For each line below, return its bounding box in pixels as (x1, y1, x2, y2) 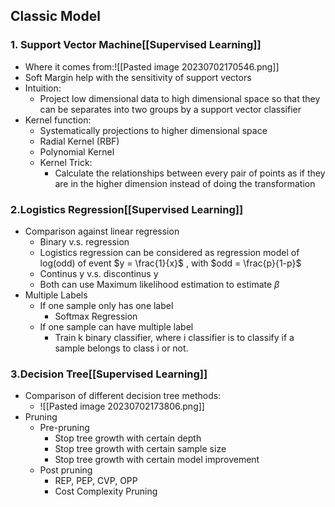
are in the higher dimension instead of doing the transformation (54, 177, 316, 189)
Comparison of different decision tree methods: (24, 390, 222, 402)
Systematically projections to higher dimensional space (39, 124, 268, 136)
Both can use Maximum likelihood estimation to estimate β (39, 278, 280, 290)
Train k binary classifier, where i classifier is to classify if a (54, 331, 295, 343)
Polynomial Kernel (39, 145, 115, 158)
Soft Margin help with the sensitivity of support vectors (24, 71, 252, 83)
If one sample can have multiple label (39, 320, 194, 333)
